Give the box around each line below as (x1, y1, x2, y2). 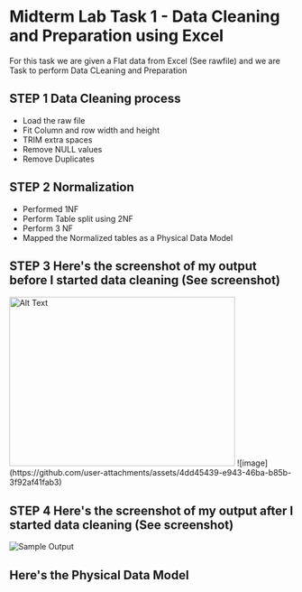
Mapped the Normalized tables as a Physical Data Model (22, 232, 233, 243)
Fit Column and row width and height (22, 125, 160, 135)
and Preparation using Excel (9, 25, 224, 46)
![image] (236, 458, 269, 468)
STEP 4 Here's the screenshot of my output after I (9, 503, 294, 518)
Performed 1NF (22, 203, 79, 214)
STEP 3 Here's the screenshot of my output (9, 258, 257, 273)
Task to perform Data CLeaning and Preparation (9, 65, 188, 76)
